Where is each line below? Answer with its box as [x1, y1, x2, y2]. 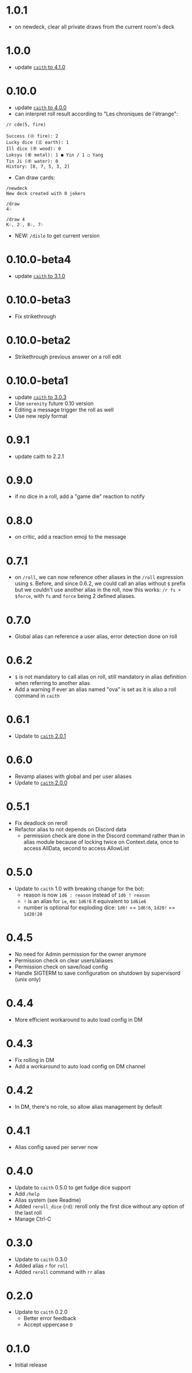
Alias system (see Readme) [14, 1196, 82, 1204]
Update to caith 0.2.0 [14, 1308, 68, 1316]
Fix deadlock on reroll [14, 820, 68, 827]
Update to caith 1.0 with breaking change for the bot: [14, 885, 145, 892]
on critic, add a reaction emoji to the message [14, 533, 126, 540]
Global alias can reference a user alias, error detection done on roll [14, 633, 177, 640]
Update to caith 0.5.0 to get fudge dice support [14, 1183, 131, 1191]
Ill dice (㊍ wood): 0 [6, 146, 61, 152]
